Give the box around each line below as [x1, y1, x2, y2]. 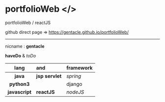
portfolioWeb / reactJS [5, 20, 51, 25]
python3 [9, 80, 30, 87]
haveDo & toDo [5, 52, 36, 58]
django [66, 80, 82, 87]
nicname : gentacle [5, 43, 45, 49]
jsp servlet [36, 73, 62, 79]
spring [66, 73, 82, 79]
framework [66, 64, 93, 71]
